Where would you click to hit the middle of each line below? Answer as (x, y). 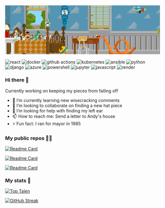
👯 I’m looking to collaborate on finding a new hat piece (67, 105)
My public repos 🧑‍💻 (29, 138)
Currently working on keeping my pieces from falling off (62, 91)
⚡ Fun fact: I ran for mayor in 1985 (46, 124)
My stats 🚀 (18, 181)
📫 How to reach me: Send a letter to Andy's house (64, 116)
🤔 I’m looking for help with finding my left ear (57, 110)
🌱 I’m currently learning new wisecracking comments (66, 100)
